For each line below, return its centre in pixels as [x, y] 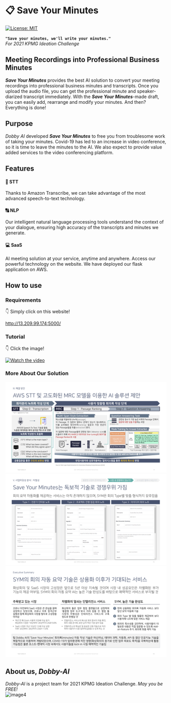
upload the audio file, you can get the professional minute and [71, 91]
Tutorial [15, 337]
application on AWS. [27, 269]
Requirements [23, 300]
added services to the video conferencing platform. [59, 152]
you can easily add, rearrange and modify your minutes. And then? [76, 102]
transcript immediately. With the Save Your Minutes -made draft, [91, 97]
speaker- [146, 91]
